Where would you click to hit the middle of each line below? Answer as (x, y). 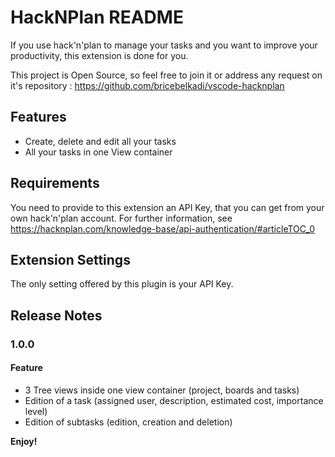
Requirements (55, 183)
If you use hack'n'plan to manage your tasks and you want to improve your (164, 45)
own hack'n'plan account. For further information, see (121, 218)
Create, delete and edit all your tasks (100, 141)
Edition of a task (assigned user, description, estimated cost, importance (174, 400)
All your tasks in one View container (98, 152)
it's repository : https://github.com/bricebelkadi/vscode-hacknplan (147, 85)
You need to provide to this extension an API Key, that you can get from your (167, 207)
